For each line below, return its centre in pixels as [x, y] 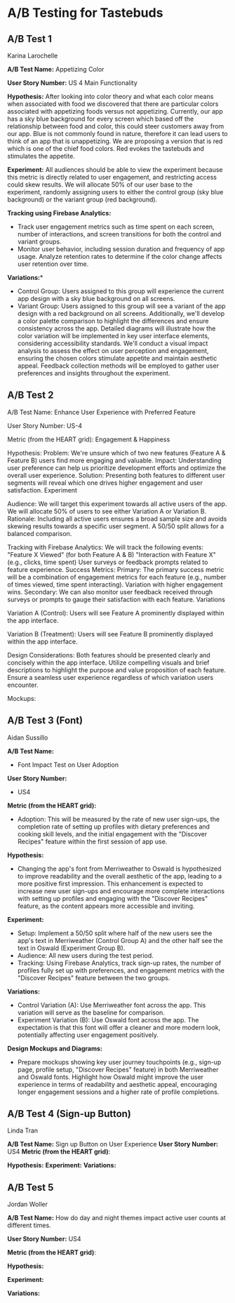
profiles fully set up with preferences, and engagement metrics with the [121, 970]
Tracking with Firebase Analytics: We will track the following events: [106, 547]
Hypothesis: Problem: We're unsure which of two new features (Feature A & [116, 453]
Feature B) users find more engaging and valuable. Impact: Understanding [115, 460]
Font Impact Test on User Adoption [68, 764]
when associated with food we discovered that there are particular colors [113, 104]
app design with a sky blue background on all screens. [96, 299]
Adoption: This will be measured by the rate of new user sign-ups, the [118, 819]
